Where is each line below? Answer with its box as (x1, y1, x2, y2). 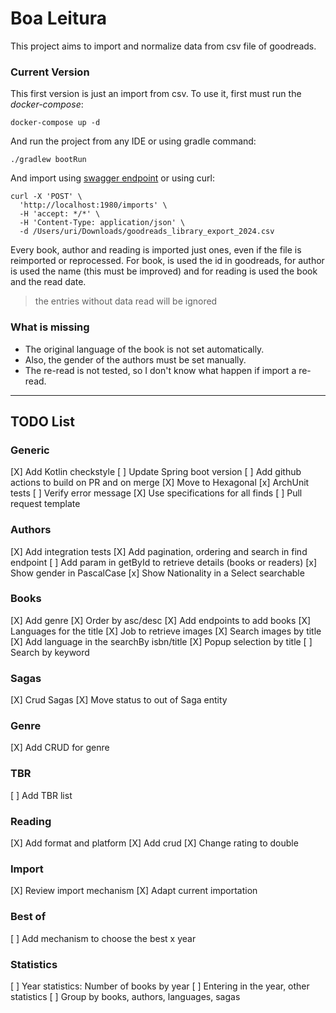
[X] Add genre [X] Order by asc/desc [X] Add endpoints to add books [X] (10, 614, 312, 626)
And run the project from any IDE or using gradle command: (10, 135, 257, 147)
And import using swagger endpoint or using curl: (10, 172, 215, 184)
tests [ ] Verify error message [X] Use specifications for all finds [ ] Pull (10, 487, 303, 499)
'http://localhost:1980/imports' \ (19, 200, 168, 211)
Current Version (10, 65, 90, 79)
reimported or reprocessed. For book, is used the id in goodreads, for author (10, 255, 325, 267)
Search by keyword (10, 646, 90, 658)
